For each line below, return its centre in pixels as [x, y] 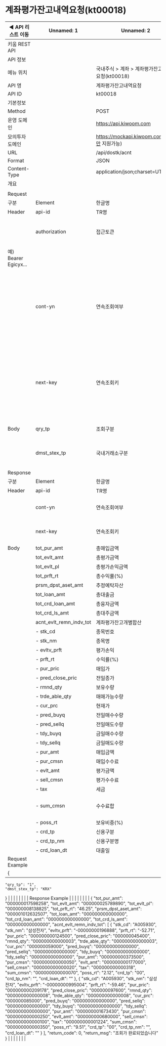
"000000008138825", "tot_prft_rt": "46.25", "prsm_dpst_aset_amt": [73, 909]
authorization [51, 231]
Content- [19, 169]
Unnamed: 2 [136, 30]
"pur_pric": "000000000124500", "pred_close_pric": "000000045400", [78, 936]
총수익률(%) [110, 576]
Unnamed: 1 [63, 30]
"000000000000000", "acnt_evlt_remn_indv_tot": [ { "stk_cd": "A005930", [81, 924]
